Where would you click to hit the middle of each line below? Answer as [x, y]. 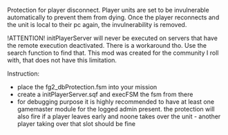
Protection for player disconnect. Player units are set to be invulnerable [108, 10]
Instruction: [23, 73]
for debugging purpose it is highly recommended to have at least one [116, 102]
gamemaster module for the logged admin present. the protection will [116, 109]
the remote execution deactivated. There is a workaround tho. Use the [107, 45]
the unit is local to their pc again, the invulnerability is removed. [97, 25]
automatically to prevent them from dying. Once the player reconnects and [113, 17]
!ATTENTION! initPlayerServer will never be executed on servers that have [112, 38]
